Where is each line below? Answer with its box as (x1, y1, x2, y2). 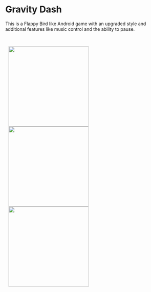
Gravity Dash (5, 4, 62, 15)
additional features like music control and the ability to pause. (5, 26, 135, 32)
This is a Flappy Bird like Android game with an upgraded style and (5, 21, 146, 27)
